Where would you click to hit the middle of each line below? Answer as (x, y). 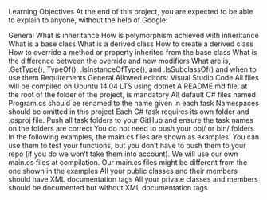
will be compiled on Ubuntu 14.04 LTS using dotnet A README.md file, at (128, 86)
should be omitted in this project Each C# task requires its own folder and (129, 112)
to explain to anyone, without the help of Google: (88, 20)
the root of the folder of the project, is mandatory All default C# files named (132, 94)
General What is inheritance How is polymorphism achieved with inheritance (133, 35)
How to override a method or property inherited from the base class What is (133, 52)
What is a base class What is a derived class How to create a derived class (131, 44)
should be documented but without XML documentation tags (108, 188)
